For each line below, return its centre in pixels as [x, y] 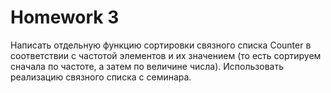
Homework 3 [65, 17]
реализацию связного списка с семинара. [101, 77]
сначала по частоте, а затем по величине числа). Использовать [147, 66]
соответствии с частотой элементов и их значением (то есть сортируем [166, 55]
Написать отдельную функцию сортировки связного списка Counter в [161, 45]
